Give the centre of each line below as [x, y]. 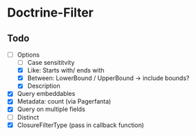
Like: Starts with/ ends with [66, 70]
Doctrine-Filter [51, 13]
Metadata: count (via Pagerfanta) [64, 101]
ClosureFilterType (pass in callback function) [80, 125]
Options [28, 55]
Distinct [28, 117]
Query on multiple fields [51, 109]
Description [44, 86]
